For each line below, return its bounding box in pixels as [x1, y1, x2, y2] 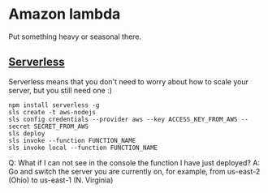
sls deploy [8, 129, 45, 138]
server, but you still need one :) [8, 85, 112, 95]
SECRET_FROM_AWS [33, 122, 89, 131]
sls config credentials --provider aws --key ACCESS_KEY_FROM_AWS [8, 115, 238, 123]
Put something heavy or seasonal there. [8, 32, 142, 41]
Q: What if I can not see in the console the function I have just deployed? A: [8, 157, 260, 167]
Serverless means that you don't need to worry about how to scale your [8, 76, 249, 86]
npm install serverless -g [8, 101, 100, 109]
